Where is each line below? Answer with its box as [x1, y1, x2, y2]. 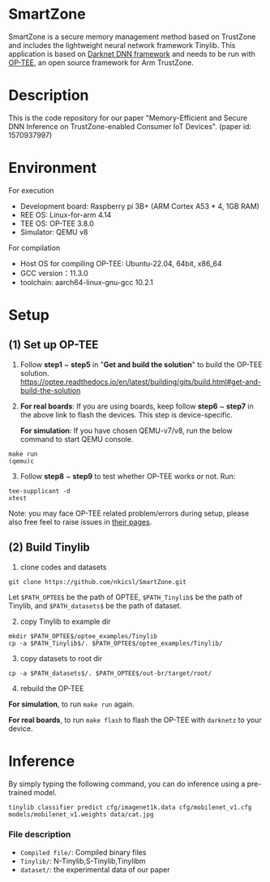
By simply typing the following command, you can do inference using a [8, 779, 246, 789]
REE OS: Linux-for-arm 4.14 [19, 210, 112, 219]
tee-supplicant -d [8, 486, 71, 495]
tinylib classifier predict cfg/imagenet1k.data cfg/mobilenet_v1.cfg [8, 803, 252, 811]
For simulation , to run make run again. [8, 699, 135, 709]
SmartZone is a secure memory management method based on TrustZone [8, 32, 256, 41]
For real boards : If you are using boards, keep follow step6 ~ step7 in [19, 401, 254, 411]
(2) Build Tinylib [8, 541, 91, 555]
